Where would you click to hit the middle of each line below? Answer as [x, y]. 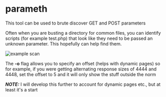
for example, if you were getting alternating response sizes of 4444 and [81, 69]
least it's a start [21, 89]
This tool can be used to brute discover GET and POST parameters [76, 23]
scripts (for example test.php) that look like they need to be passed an [79, 38]
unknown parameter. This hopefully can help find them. [64, 43]
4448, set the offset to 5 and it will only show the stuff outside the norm [81, 74]
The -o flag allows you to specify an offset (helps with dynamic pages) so [83, 63]
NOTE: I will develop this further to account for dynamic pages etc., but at [83, 84]
